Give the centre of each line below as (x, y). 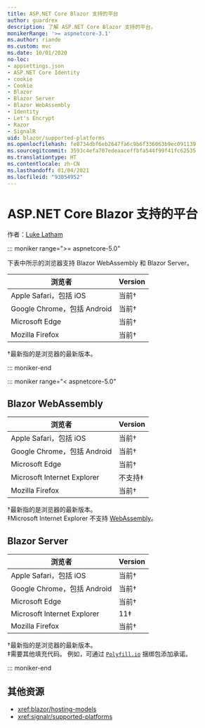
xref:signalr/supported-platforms (65, 716)
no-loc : (19, 60)
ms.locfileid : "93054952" (45, 177)
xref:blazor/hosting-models (57, 709)
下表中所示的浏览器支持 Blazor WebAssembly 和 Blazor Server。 (100, 263)
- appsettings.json (36, 66)
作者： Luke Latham (35, 234)
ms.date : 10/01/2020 (38, 53)
